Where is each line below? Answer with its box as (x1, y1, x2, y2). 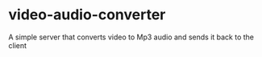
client (8, 40, 27, 50)
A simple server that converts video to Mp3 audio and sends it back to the (8, 32, 255, 42)
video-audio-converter (8, 6, 166, 24)
